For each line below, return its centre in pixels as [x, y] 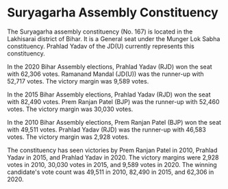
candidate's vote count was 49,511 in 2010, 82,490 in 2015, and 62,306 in [111, 172]
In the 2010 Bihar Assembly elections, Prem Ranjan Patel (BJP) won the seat [114, 122]
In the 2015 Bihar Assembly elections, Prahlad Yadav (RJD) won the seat [109, 94]
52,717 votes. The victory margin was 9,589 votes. [78, 81]
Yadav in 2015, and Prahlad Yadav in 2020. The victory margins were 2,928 [113, 157]
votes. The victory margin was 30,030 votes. [70, 109]
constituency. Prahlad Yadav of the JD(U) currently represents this [101, 46]
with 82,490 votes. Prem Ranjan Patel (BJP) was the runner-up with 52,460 [114, 101]
